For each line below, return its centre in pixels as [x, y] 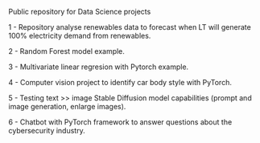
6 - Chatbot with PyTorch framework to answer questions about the [120, 122]
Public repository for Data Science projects [80, 12]
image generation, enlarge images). [67, 106]
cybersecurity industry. [47, 131]
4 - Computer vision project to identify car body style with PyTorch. [120, 82]
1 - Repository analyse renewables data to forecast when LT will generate [130, 27]
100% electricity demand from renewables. [80, 36]
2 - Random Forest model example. [66, 51]
